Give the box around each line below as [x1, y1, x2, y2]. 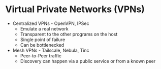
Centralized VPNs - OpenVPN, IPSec [12, 20, 89, 26]
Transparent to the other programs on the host [20, 31, 118, 37]
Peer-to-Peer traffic [20, 52, 62, 59]
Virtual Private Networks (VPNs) [5, 4, 145, 15]
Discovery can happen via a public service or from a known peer [20, 58, 156, 64]
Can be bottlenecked [20, 42, 65, 48]
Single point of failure [20, 37, 66, 43]
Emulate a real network [20, 25, 69, 31]
